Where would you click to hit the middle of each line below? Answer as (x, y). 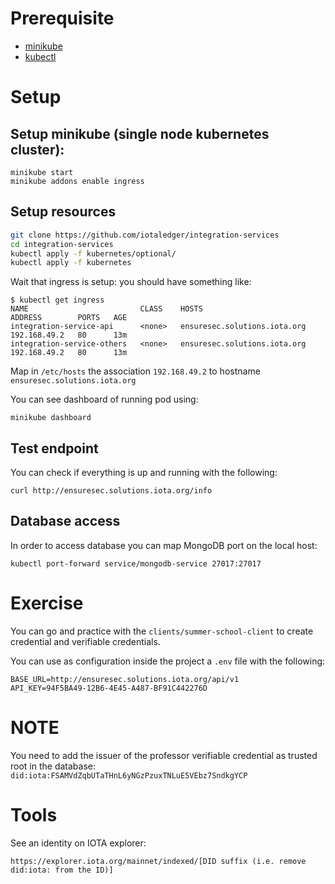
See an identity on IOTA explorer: (78, 843)
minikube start (42, 172)
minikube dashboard (51, 418)
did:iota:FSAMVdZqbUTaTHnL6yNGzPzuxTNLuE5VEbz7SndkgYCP (129, 775)
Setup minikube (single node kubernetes (140, 133)
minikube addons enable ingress (77, 181)
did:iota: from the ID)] (62, 870)
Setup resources (63, 212)
